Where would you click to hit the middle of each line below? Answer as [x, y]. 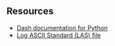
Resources [30, 11]
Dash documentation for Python [62, 27]
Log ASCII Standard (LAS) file [59, 35]
